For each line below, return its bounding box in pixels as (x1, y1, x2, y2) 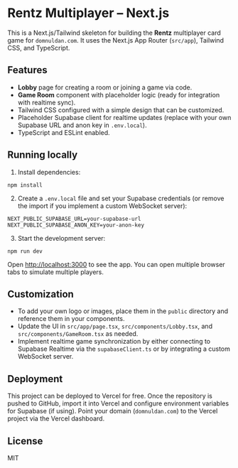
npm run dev (7, 247, 43, 255)
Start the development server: (17, 234, 106, 242)
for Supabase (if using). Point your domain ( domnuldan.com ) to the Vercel (7, 407, 218, 415)
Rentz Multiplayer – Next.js (7, 5, 170, 21)
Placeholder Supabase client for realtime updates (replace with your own (17, 113, 232, 121)
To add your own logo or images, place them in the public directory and (17, 307, 229, 315)
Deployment (7, 373, 63, 385)
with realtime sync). (17, 98, 76, 107)
